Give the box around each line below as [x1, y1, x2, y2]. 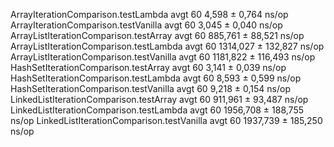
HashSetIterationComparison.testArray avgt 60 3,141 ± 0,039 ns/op [10, 62, 287, 73]
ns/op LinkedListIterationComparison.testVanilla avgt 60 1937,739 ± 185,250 [10, 115, 323, 126]
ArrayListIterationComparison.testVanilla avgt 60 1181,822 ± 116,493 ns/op [10, 51, 316, 63]
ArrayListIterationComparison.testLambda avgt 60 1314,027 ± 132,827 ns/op [10, 40, 325, 52]
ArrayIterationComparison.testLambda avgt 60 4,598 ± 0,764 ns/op [10, 9, 289, 20]
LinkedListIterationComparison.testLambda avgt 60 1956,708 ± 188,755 [10, 104, 304, 116]
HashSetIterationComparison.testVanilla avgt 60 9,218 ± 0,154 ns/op [10, 83, 291, 94]
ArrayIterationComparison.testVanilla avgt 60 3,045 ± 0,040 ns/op [10, 19, 283, 31]
